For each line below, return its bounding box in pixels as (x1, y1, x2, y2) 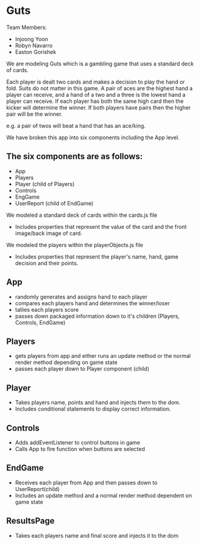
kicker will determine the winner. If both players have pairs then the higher (6, 104, 192, 111)
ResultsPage (6, 516, 55, 526)
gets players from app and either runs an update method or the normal (15, 352, 191, 360)
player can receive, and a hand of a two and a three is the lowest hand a (6, 91, 186, 98)
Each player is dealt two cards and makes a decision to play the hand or (6, 78, 185, 85)
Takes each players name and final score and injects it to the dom (15, 532, 179, 539)
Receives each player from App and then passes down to (15, 479, 158, 486)
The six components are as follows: (6, 151, 143, 162)
